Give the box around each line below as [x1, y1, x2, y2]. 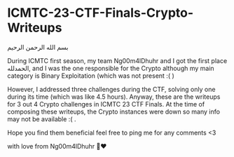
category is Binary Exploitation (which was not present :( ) [7, 71, 175, 80]
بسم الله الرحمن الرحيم [7, 43, 69, 51]
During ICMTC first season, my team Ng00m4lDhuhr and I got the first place [7, 56, 228, 64]
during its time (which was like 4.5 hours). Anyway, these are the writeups [7, 93, 221, 101]
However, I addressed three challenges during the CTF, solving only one [7, 85, 216, 93]
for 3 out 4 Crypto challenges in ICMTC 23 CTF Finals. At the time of [7, 100, 205, 108]
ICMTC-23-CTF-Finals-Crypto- [7, 5, 194, 21]
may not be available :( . [7, 114, 76, 123]
